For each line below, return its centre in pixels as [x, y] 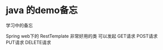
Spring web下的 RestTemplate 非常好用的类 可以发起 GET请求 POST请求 [82, 36]
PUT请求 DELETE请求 [28, 42]
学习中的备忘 [19, 25]
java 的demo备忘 [42, 10]
